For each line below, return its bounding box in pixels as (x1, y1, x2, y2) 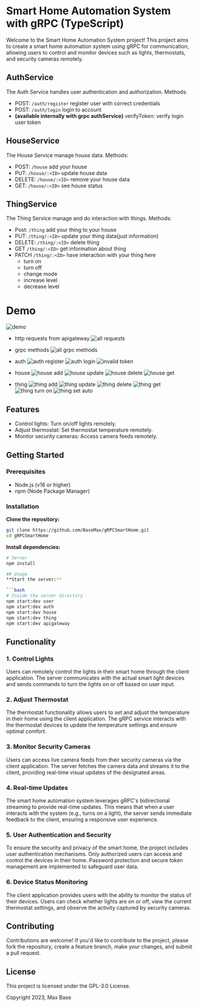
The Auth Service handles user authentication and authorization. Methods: (6, 88, 188, 95)
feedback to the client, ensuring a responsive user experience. (6, 816, 158, 823)
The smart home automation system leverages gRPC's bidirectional (6, 797, 170, 804)
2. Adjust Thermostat (6, 696, 69, 704)
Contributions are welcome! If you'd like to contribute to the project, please (6, 937, 189, 944)
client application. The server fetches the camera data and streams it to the (6, 762, 190, 769)
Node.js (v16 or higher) (14, 481, 71, 488)
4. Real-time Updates (6, 783, 69, 792)
